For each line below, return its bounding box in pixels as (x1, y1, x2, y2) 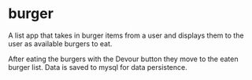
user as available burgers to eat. (8, 38, 113, 48)
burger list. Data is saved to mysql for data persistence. (8, 62, 187, 71)
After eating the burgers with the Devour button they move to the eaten (8, 54, 239, 64)
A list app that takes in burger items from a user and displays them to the (8, 31, 244, 40)
